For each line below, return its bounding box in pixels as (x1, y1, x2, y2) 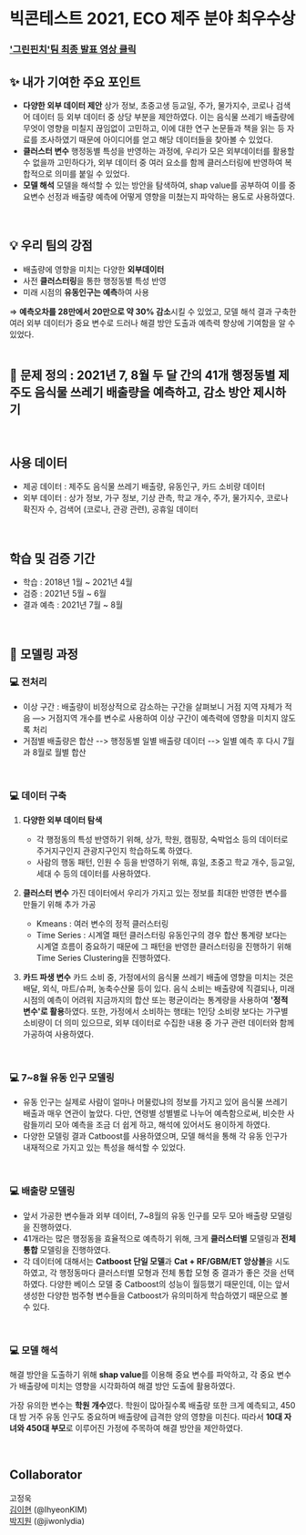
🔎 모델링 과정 (9, 646, 79, 661)
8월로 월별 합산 (32, 746, 87, 757)
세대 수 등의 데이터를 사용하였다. (36, 868, 151, 879)
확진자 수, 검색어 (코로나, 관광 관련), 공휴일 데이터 (22, 504, 199, 515)
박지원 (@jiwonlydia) (9, 1515, 85, 1526)
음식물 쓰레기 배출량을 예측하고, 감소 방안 (34, 384, 250, 401)
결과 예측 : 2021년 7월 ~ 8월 (22, 599, 124, 610)
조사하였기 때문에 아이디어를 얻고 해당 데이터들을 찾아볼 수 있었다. (39, 134, 273, 145)
